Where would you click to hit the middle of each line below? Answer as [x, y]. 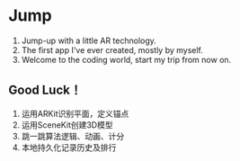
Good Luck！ [45, 90]
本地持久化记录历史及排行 [69, 147]
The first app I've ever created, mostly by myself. [112, 49]
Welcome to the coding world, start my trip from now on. [126, 59]
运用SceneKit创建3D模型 [67, 125]
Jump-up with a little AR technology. [89, 40]
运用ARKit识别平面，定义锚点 [75, 113]
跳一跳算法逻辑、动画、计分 [73, 136]
